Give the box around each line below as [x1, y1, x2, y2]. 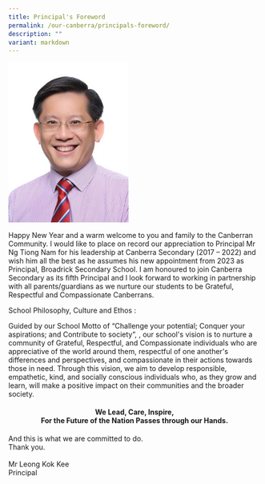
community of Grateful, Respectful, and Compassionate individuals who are [8, 337, 258, 348]
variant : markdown [8, 38, 70, 46]
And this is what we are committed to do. [8, 434, 143, 443]
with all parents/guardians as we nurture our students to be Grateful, [8, 281, 235, 291]
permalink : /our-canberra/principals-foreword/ [8, 21, 171, 30]
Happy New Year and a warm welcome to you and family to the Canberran [8, 230, 254, 240]
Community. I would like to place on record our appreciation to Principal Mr [8, 239, 256, 248]
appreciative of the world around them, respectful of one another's [8, 346, 229, 356]
